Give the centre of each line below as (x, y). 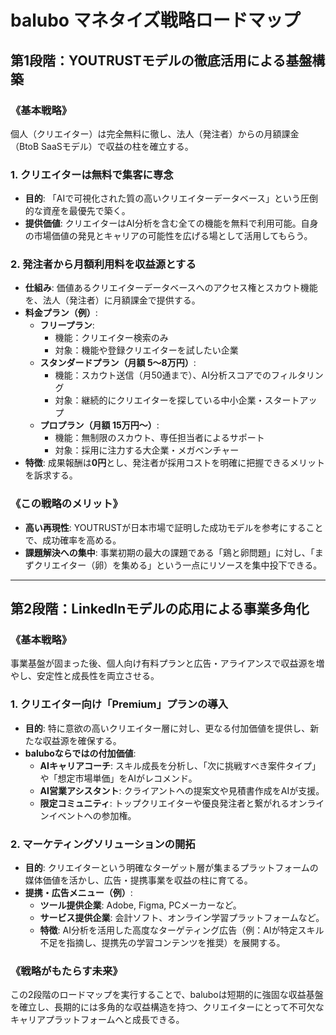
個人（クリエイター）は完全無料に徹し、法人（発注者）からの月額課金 (155, 133)
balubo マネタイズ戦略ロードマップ (155, 20)
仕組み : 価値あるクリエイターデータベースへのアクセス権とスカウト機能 (171, 288)
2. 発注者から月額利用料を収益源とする (103, 264)
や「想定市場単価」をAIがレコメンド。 (118, 778)
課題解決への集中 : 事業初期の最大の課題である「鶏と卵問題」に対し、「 (169, 552)
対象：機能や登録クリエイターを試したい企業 (146, 350)
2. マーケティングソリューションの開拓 (103, 844)
